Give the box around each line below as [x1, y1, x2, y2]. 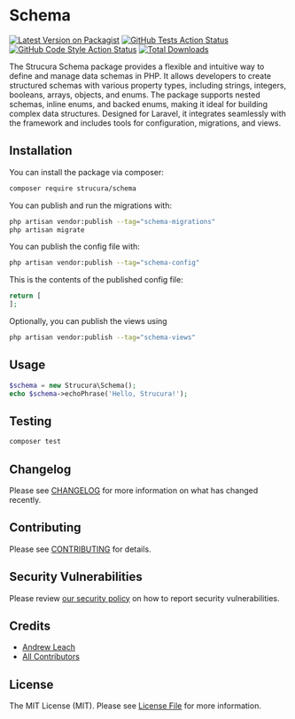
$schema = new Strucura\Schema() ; [9, 381, 137, 390]
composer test [9, 437, 62, 446]
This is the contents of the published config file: [9, 274, 183, 285]
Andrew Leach [21, 642, 75, 653]
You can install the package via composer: [9, 166, 164, 177]
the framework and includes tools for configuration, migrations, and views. [9, 117, 282, 128]
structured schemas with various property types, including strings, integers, [9, 80, 286, 90]
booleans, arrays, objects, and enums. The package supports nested [9, 89, 261, 100]
